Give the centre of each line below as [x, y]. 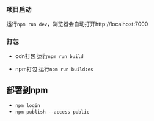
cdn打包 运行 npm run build [49, 56]
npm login [28, 106]
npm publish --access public [52, 112]
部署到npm [27, 90]
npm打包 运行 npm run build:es [54, 69]
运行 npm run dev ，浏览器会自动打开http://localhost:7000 [77, 24]
